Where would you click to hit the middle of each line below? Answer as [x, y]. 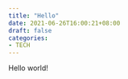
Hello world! [28, 68]
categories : [28, 38]
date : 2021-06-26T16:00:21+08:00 [64, 23]
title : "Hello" [34, 16]
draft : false [30, 30]
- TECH [19, 45]
